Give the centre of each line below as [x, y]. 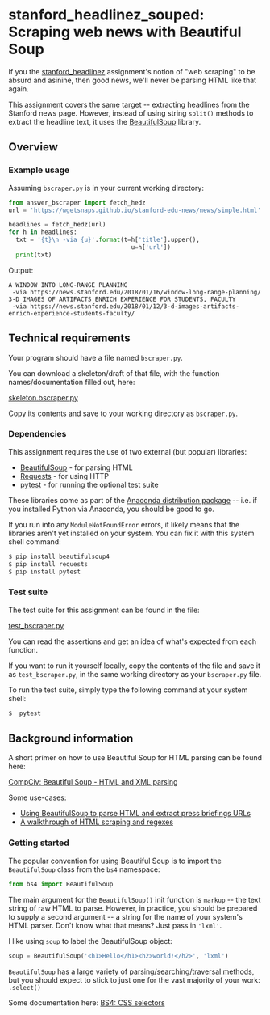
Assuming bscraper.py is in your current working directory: [106, 188]
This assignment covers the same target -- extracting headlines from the [129, 104]
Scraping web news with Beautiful [125, 32]
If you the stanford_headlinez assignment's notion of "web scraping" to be [132, 71]
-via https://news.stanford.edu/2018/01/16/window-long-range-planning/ [137, 292]
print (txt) [34, 255]
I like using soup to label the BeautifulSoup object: [91, 941]
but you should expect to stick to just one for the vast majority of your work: [134, 979]
